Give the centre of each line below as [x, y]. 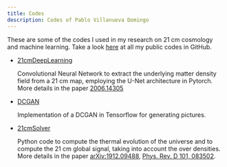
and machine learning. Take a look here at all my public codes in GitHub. [109, 47]
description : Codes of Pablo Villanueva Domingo [78, 20]
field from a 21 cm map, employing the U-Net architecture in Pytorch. [115, 80]
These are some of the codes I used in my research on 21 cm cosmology [110, 39]
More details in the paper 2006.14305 [70, 88]
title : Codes [26, 13]
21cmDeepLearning [45, 60]
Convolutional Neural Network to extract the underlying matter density [117, 74]
